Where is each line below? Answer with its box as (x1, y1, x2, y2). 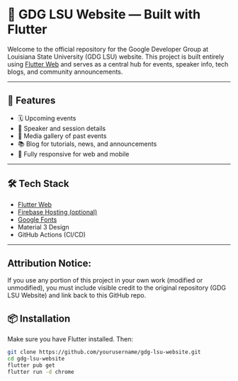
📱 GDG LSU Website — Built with (7, 6, 200, 23)
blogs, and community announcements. (7, 67, 123, 76)
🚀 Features (7, 95, 56, 107)
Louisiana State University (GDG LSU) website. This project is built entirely (7, 52, 225, 61)
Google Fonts (17, 215, 57, 224)
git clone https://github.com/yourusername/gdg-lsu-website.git (7, 348, 201, 356)
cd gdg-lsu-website (7, 356, 65, 363)
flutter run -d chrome (7, 368, 74, 375)
